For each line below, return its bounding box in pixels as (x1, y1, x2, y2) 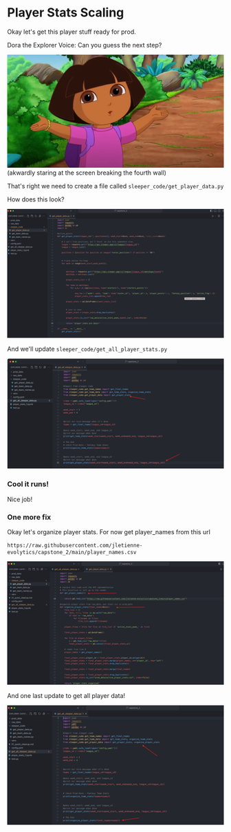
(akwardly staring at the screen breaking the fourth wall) (7, 168, 167, 177)
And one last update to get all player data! (7, 692, 126, 700)
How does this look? (7, 195, 65, 204)
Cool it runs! (7, 479, 49, 489)
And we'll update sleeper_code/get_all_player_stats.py (7, 345, 168, 353)
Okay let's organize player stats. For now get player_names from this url (7, 528, 211, 536)
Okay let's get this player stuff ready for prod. (7, 28, 136, 36)
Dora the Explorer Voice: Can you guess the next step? (7, 41, 162, 49)
